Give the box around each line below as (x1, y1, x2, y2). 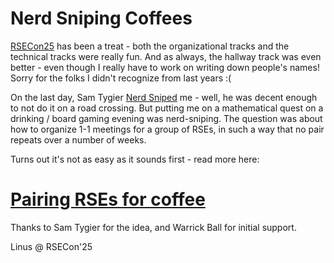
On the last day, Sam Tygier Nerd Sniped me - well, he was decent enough (10, 91, 318, 103)
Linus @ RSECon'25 (10, 240, 93, 252)
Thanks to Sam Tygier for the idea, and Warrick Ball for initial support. (10, 221, 297, 233)
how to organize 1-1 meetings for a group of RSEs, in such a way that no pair (10, 123, 325, 135)
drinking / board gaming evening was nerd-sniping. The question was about (10, 112, 323, 124)
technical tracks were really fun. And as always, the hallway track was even (10, 50, 322, 62)
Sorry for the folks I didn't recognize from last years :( (10, 72, 232, 84)
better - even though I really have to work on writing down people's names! (10, 61, 320, 73)
